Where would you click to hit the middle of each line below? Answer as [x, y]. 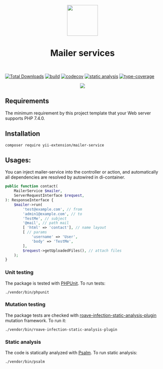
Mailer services [82, 53]
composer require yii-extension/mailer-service [55, 145]
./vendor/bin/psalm [25, 362]
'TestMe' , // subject [45, 219]
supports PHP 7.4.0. [25, 118]
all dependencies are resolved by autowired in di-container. [65, 177]
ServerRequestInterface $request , [49, 196]
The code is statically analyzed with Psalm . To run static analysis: [71, 353]
